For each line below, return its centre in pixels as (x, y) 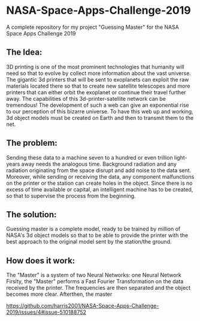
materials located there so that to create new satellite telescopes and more (98, 86)
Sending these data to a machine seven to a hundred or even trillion (90, 157)
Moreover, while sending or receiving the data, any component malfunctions (100, 176)
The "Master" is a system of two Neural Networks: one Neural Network (94, 275)
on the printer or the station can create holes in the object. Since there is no (99, 183)
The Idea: (24, 52)
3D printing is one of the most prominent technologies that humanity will (95, 67)
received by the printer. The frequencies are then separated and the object (98, 288)
